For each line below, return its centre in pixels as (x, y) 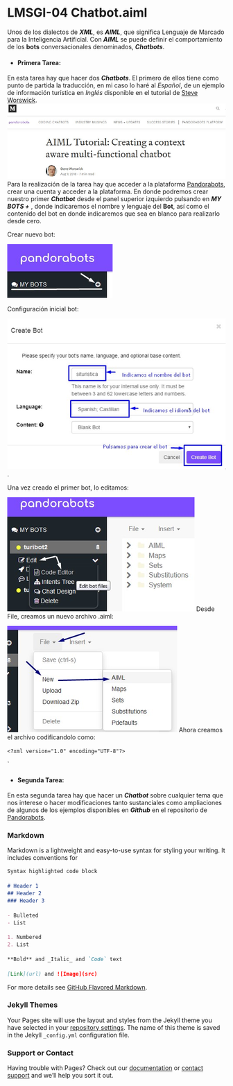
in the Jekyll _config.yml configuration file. (68, 1035)
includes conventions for (43, 858)
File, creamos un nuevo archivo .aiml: (60, 616)
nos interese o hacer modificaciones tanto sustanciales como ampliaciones (114, 803)
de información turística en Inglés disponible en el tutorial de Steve (103, 93)
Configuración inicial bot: (43, 309)
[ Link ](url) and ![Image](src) (52, 974)
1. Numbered (24, 938)
